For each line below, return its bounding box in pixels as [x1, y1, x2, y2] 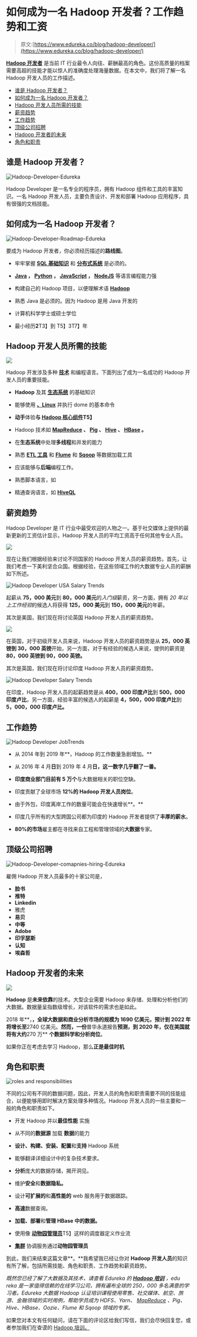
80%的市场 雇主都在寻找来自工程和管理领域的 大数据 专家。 [14, 826, 155, 832]
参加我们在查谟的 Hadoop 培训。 [11, 1324, 90, 1331]
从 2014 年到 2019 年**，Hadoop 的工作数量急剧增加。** [14, 750, 152, 757]
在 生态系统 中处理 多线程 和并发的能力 [14, 439, 103, 446]
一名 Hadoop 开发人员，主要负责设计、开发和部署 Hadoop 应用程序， [16, 193, 184, 200]
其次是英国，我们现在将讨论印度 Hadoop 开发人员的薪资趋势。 [6, 665, 157, 672]
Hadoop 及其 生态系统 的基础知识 [14, 389, 96, 396]
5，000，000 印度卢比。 [6, 703, 67, 710]
